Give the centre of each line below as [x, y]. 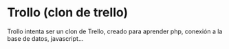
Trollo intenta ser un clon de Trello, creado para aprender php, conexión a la [115, 31]
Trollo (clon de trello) [68, 13]
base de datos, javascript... [45, 38]
